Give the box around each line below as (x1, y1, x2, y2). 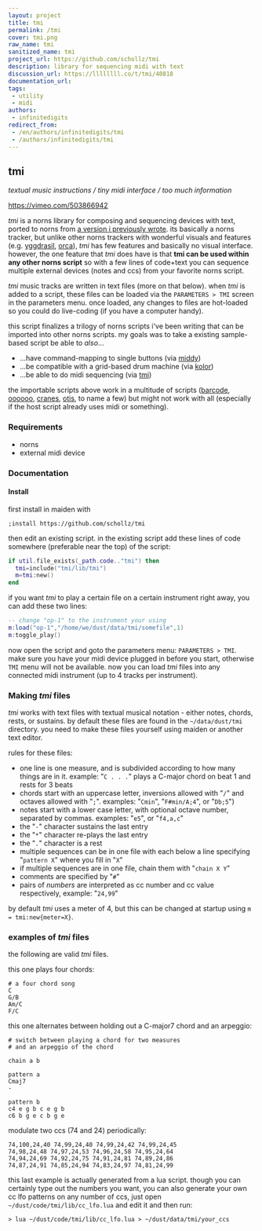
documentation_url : (8, 77, 72, 85)
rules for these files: (8, 748, 73, 758)
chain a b (8, 1057, 41, 1065)
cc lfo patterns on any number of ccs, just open (8, 1192, 162, 1202)
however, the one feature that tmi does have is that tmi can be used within (8, 249, 249, 259)
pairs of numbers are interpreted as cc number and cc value (19, 881, 214, 890)
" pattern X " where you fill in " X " (19, 855, 123, 865)
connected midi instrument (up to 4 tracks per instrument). (8, 670, 198, 680)
